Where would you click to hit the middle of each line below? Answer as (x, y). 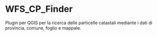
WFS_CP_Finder (39, 9)
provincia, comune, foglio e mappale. (43, 28)
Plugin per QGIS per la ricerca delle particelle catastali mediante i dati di (79, 23)
